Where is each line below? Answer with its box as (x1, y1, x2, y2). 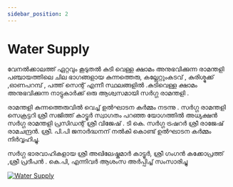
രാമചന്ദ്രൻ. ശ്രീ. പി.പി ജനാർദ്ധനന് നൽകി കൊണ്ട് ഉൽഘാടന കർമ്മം (7, 127, 212, 135)
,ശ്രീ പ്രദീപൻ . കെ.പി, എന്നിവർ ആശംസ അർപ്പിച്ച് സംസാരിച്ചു (7, 157, 188, 166)
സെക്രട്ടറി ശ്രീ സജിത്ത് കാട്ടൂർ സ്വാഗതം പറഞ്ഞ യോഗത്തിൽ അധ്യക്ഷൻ (7, 111, 218, 119)
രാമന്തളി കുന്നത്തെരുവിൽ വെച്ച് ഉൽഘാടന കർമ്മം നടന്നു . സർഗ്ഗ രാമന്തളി (7, 102, 227, 111)
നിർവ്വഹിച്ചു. (7, 134, 41, 143)
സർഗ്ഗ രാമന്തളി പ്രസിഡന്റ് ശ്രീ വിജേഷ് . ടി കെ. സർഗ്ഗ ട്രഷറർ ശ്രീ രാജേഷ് (7, 119, 224, 127)
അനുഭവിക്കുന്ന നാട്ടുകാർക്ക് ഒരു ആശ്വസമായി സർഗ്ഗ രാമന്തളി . (7, 88, 190, 97)
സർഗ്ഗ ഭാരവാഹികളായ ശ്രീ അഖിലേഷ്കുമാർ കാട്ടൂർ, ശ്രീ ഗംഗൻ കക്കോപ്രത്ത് (7, 149, 224, 157)
